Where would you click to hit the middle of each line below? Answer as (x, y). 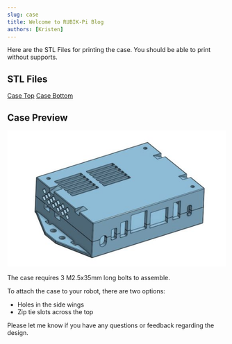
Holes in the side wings (51, 304)
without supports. (32, 57)
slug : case (23, 15)
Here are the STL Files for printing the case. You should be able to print (109, 50)
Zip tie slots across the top (55, 312)
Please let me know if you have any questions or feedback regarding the (111, 325)
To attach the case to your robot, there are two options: (86, 291)
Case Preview (38, 118)
